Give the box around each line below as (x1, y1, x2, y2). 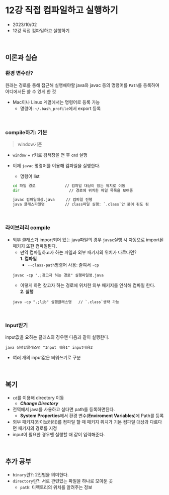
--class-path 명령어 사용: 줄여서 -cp (27, 262, 99, 268)
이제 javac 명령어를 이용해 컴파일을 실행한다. (12, 162, 101, 168)
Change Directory (20, 400, 59, 406)
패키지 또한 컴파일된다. (12, 243, 57, 249)
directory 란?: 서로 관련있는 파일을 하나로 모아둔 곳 (12, 478, 113, 484)
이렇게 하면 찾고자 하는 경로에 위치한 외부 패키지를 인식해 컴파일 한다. (20, 282, 156, 288)
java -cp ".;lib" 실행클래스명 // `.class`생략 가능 (12, 300, 120, 305)
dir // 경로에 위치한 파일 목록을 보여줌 (12, 188, 133, 193)
